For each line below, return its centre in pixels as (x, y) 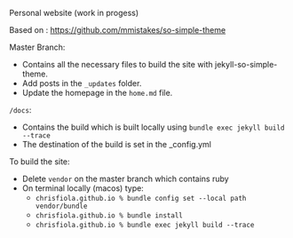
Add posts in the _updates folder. (82, 83)
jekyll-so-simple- (246, 64)
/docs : (20, 110)
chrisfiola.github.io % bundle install (109, 216)
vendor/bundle (61, 206)
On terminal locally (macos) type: (83, 188)
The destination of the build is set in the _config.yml (116, 144)
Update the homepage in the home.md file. (97, 93)
